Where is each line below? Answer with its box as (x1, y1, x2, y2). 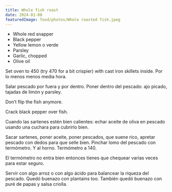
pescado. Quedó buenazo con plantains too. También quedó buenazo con (5, 176, 162, 182)
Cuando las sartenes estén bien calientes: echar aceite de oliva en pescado (5, 119, 165, 125)
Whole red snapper (12, 31, 54, 37)
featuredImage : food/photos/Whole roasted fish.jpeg (5, 17, 121, 22)
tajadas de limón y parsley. (5, 89, 62, 95)
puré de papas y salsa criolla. (5, 181, 68, 187)
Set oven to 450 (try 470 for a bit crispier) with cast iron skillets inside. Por (5, 68, 163, 74)
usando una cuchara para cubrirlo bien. (5, 124, 89, 131)
